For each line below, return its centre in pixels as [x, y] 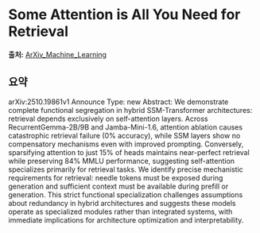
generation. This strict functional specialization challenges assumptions [126, 194]
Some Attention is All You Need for [124, 15]
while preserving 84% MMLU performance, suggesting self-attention [122, 161]
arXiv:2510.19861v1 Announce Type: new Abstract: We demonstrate [118, 102]
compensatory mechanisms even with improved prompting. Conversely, [126, 144]
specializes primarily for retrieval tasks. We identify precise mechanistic [126, 169]
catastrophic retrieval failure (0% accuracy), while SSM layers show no [124, 135]
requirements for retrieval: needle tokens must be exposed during [116, 177]
